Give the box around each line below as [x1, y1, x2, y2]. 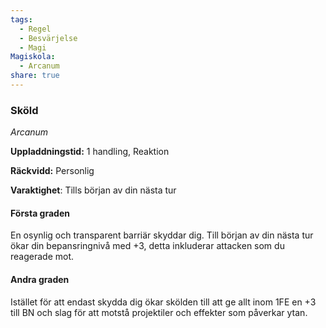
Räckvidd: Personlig [10, 165, 95, 177]
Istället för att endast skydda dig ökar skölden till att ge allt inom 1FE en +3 [10, 296, 317, 308]
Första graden [10, 207, 70, 219]
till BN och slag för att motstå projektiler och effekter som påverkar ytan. [10, 306, 308, 318]
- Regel [19, 24, 52, 34]
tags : [10, 14, 33, 25]
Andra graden [10, 273, 70, 285]
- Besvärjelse [19, 33, 78, 43]
